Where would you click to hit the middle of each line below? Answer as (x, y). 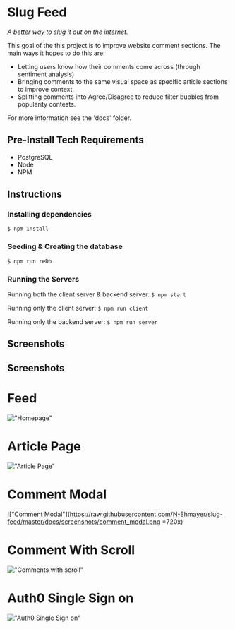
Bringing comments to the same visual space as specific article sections (122, 81)
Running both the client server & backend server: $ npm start (97, 294)
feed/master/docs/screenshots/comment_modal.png (84, 521)
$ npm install (28, 229)
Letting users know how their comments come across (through (109, 66)
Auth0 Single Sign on (71, 598)
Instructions (35, 194)
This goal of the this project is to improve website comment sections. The (114, 45)
